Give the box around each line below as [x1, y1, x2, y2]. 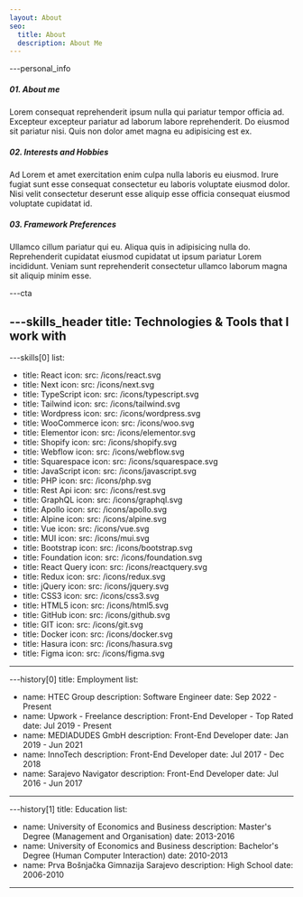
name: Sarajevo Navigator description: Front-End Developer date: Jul [22, 768, 280, 779]
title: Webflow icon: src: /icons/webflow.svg [22, 446, 185, 457]
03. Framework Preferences [9, 219, 117, 229]
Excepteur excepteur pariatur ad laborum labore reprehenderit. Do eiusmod [9, 117, 290, 127]
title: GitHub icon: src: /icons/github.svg [22, 609, 170, 620]
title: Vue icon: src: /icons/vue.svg [22, 523, 150, 534]
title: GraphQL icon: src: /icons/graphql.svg [22, 494, 183, 505]
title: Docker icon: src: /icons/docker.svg [22, 629, 173, 640]
